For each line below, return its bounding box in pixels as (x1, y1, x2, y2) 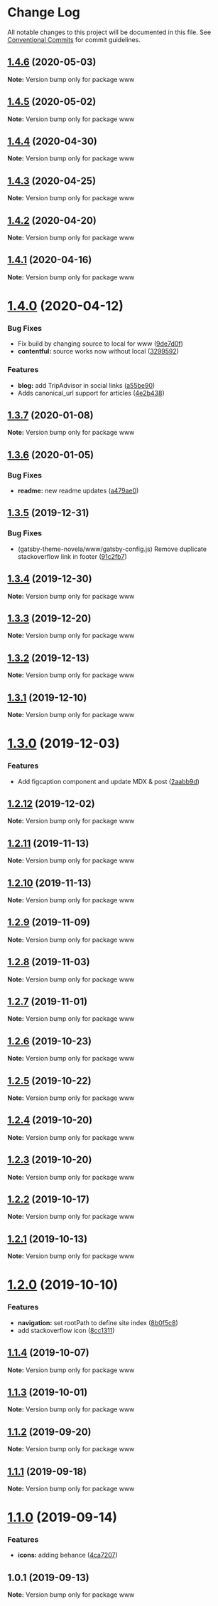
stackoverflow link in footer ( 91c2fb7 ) (17, 552, 127, 560)
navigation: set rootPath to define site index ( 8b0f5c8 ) (17, 1318, 179, 1327)
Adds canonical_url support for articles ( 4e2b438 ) (17, 388, 165, 397)
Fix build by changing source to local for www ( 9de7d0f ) (17, 339, 183, 348)
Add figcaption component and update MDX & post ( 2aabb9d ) (17, 777, 200, 786)
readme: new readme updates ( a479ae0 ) (17, 486, 139, 495)
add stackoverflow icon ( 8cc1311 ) (17, 1326, 115, 1334)
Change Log (7, 4, 80, 21)
